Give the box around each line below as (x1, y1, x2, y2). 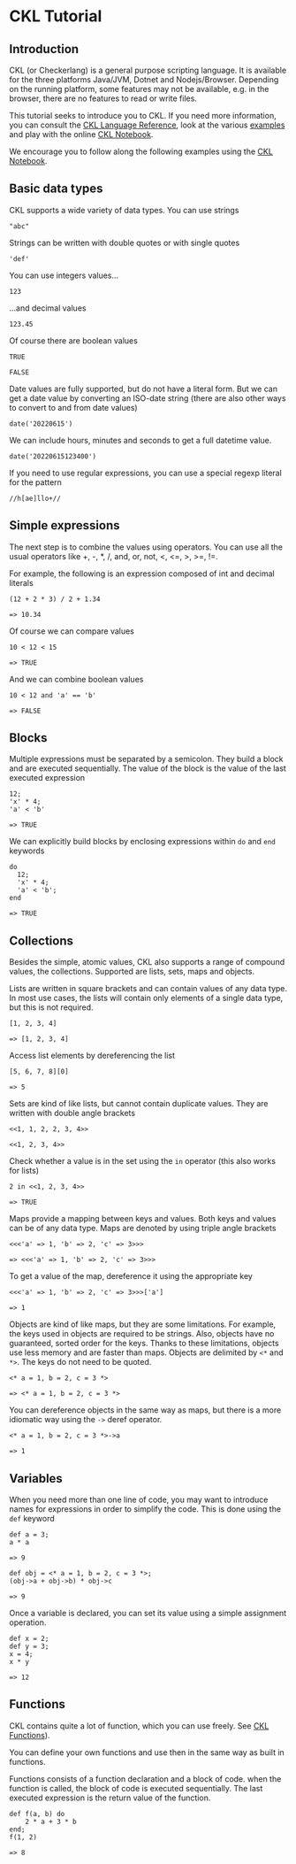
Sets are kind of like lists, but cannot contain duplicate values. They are (9, 1098, 269, 1109)
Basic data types (9, 181, 103, 196)
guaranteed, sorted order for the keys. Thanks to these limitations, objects (9, 1338, 280, 1349)
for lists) (9, 1166, 40, 1176)
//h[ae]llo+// (9, 494, 62, 503)
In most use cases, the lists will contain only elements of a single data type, (9, 993, 284, 1004)
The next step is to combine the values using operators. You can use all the (9, 542, 283, 552)
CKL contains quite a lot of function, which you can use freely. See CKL (9, 1720, 269, 1731)
